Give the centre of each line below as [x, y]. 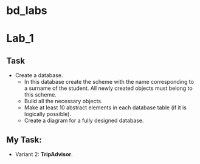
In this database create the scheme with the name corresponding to [109, 82]
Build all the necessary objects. [63, 101]
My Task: [24, 139]
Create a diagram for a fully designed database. [84, 121]
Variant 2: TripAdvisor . [44, 154]
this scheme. [40, 95]
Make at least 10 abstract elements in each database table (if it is [105, 108]
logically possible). [48, 114]
